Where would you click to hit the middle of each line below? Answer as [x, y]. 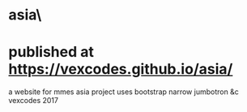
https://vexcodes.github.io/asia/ [121, 69]
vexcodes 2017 [34, 101]
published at [51, 52]
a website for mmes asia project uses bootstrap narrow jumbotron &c [123, 92]
